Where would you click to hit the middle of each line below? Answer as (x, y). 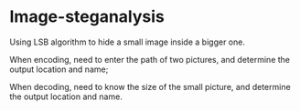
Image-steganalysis (87, 17)
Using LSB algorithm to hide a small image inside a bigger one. (127, 42)
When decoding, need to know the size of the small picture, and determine (150, 86)
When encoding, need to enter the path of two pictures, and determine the (150, 59)
